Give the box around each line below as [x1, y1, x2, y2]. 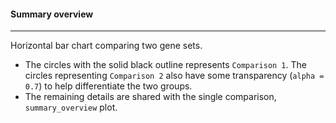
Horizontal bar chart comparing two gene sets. [10, 40, 203, 52]
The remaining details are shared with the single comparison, [24, 91, 277, 103]
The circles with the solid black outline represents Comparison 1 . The [24, 59, 307, 71]
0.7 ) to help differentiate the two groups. [24, 80, 193, 92]
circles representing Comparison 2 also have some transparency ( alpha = [24, 70, 325, 82]
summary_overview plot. [24, 101, 118, 114]
